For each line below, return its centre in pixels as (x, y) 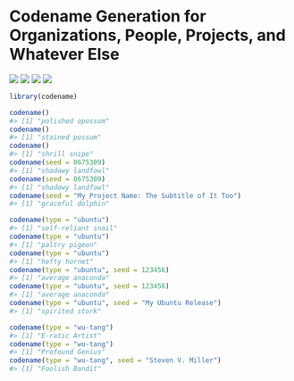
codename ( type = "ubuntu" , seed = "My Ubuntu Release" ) (115, 303)
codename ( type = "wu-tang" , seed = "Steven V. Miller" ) (115, 360)
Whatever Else (64, 54)
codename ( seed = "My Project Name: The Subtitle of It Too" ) (126, 195)
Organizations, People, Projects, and (147, 35)
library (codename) (43, 96)
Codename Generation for (108, 17)
